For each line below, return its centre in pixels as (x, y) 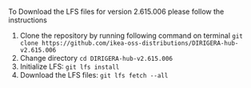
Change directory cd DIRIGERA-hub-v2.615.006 (96, 58)
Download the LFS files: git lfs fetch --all (94, 75)
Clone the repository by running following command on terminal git (131, 36)
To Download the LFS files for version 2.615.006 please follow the (116, 12)
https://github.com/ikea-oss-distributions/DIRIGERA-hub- (140, 43)
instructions (28, 20)
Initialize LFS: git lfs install (70, 66)
